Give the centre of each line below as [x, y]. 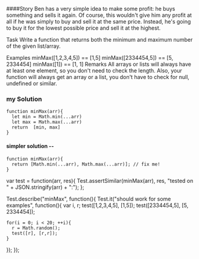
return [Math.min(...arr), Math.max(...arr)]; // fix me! [86, 164]
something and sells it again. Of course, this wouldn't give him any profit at [99, 15]
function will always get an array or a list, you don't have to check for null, [98, 77]
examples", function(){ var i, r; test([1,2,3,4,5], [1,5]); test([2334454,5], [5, [97, 205]
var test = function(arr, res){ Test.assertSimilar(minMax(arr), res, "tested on [100, 181]
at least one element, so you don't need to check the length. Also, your [94, 71]
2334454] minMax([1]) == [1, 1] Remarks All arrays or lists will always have [99, 64]
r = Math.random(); [36, 228]
